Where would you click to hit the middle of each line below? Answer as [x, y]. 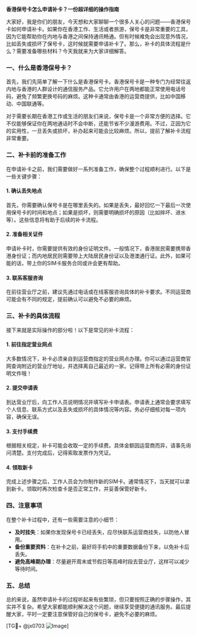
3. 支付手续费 [22, 431]
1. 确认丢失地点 [24, 191]
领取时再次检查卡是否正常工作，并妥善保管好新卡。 [88, 489]
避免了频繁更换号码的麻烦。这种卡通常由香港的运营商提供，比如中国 [98, 96]
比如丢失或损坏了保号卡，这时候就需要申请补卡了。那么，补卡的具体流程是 [96, 44]
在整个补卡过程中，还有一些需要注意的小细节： [62, 519]
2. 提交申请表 [22, 388]
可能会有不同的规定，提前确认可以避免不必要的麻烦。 [70, 299]
